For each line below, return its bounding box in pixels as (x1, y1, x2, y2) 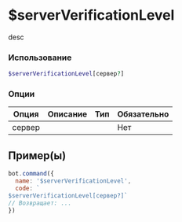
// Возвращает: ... (8, 199, 72, 207)
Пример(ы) (8, 149, 67, 162)
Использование (8, 52, 72, 63)
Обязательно (117, 109, 169, 120)
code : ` (15, 184, 41, 192)
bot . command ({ (8, 170, 55, 178)
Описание (47, 109, 88, 120)
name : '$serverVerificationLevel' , (15, 177, 132, 185)
